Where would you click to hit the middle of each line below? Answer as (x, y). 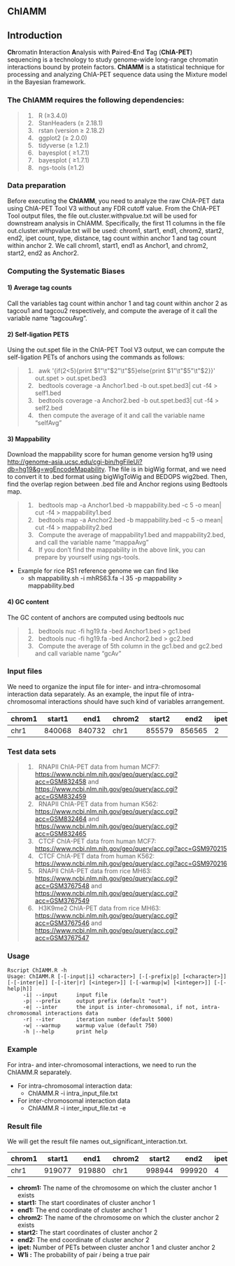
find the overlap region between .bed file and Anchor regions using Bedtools (117, 484)
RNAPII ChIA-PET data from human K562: (98, 804)
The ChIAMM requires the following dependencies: (96, 100)
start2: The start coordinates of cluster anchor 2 (87, 1232)
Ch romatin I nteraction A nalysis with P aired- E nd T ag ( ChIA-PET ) (100, 53)
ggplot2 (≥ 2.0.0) (63, 138)
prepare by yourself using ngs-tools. (87, 557)
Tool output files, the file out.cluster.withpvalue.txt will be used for (102, 216)
